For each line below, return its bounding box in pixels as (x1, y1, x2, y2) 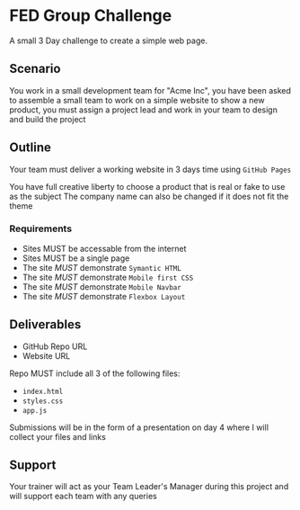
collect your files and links (9, 431, 106, 442)
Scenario (9, 61, 61, 76)
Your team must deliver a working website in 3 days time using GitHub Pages (9, 164, 292, 174)
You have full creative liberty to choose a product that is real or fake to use (9, 181, 286, 192)
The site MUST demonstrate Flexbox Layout (22, 291, 186, 301)
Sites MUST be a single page (22, 253, 130, 264)
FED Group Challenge (9, 5, 172, 26)
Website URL (22, 350, 71, 361)
